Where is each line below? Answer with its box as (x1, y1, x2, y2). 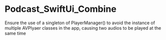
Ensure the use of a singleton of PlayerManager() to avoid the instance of (4, 20, 156, 26)
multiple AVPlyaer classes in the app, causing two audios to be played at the (4, 25, 162, 31)
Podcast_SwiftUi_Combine (4, 3, 117, 15)
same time (4, 30, 26, 36)
